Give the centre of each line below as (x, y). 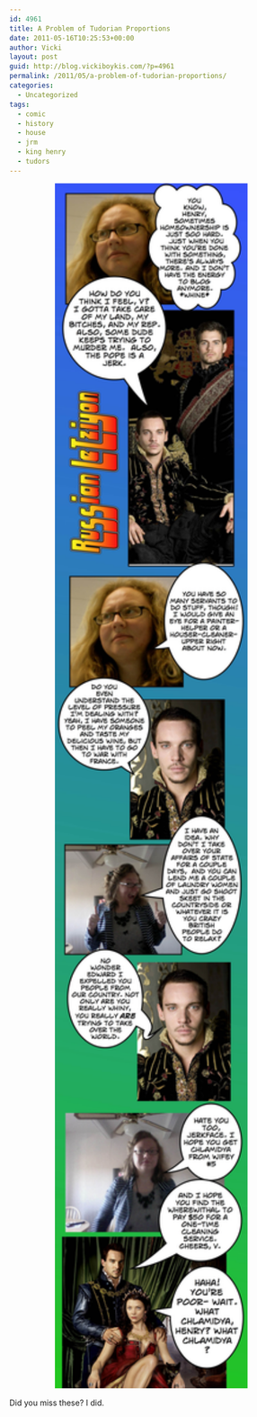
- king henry (42, 152)
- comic (32, 114)
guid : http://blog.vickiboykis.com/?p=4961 (92, 67)
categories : (31, 85)
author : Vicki (36, 48)
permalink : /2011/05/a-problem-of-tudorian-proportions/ (118, 76)
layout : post (34, 57)
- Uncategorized (48, 94)
